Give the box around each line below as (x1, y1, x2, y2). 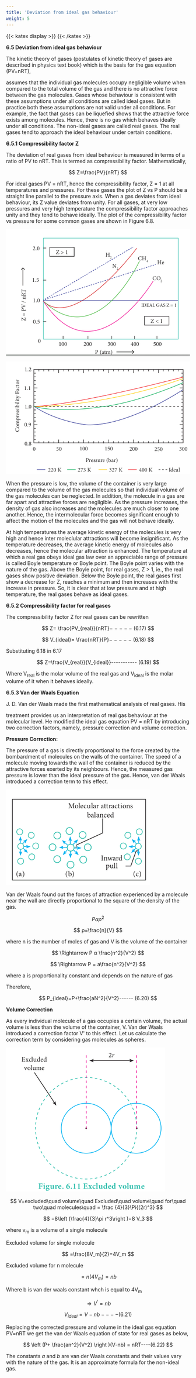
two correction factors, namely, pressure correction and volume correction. (6, 724, 187, 731)
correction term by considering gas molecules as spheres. (6, 1036, 146, 1043)
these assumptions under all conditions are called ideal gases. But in (6, 97, 171, 105)
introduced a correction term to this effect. (6, 778, 108, 785)
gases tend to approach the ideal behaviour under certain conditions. (6, 129, 173, 136)
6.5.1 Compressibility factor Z (6, 140, 79, 147)
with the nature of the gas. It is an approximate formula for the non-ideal (6, 1359, 180, 1366)
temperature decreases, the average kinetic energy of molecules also (6, 541, 173, 548)
